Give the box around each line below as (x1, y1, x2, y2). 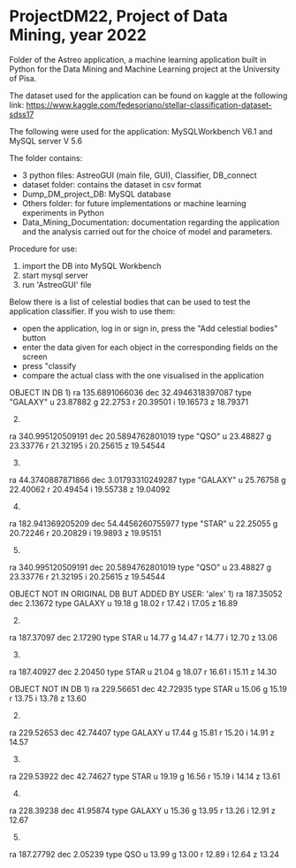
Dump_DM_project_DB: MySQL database (21, 188, 171, 199)
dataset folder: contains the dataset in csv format (21, 179, 201, 189)
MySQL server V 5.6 (9, 135, 83, 146)
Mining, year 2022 (9, 25, 148, 45)
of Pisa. (9, 73, 37, 83)
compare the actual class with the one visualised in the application (21, 370, 264, 380)
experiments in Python (21, 207, 104, 218)
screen (21, 351, 48, 362)
